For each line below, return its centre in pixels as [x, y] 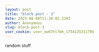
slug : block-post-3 [25, 27]
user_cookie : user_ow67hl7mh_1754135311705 [50, 32]
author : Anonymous [24, 23]
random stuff [18, 45]
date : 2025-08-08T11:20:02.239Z [38, 18]
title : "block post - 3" [30, 14]
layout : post [18, 9]
